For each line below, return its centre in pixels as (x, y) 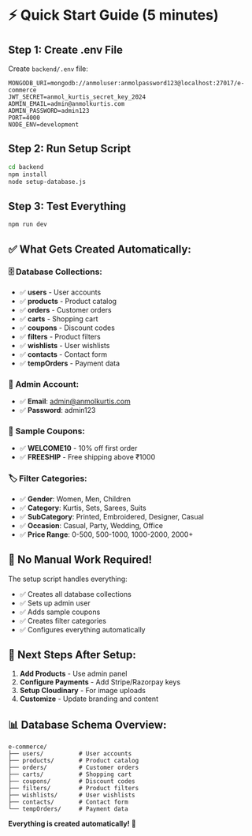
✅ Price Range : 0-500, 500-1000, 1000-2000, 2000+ (106, 534)
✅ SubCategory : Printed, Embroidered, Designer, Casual (112, 516)
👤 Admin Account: (44, 384)
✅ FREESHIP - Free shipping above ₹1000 (87, 457)
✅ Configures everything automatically (82, 629)
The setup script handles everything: (68, 579)
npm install (28, 174)
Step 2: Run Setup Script (70, 149)
